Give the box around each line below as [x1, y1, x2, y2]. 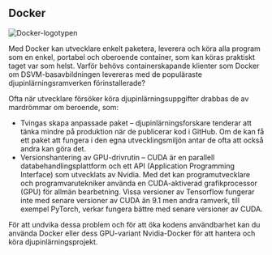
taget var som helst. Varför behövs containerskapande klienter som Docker [8, 61, 260, 70]
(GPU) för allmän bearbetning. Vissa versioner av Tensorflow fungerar [19, 186, 255, 197]
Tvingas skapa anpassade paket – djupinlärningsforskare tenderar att [19, 117, 252, 128]
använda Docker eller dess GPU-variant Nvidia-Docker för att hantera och [8, 228, 256, 238]
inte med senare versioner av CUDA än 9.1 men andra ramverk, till [19, 195, 240, 205]
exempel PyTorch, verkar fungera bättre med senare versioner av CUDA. [19, 204, 263, 214]
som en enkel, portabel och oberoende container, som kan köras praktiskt [8, 52, 256, 62]
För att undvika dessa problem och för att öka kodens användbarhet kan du [8, 219, 261, 229]
